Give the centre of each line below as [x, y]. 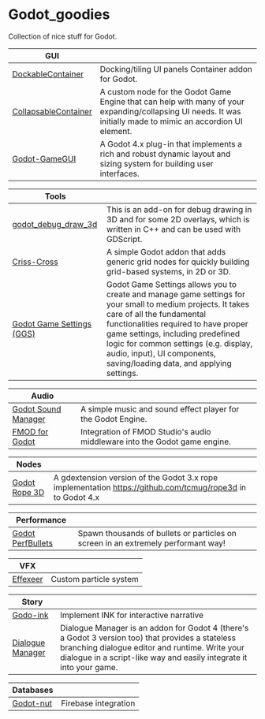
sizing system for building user [157, 163]
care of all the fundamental [156, 314]
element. [116, 131]
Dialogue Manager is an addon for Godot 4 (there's [155, 628]
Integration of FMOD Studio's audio [146, 431]
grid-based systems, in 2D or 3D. [168, 271]
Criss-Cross [35, 262]
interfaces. [119, 173]
